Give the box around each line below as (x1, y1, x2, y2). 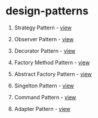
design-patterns (5, 4, 89, 18)
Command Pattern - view (14, 93, 76, 101)
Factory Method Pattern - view (14, 59, 90, 66)
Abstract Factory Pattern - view (14, 70, 92, 77)
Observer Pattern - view (14, 35, 74, 43)
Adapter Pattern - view (14, 105, 71, 112)
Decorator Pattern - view (14, 47, 76, 55)
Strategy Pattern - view (14, 24, 72, 31)
